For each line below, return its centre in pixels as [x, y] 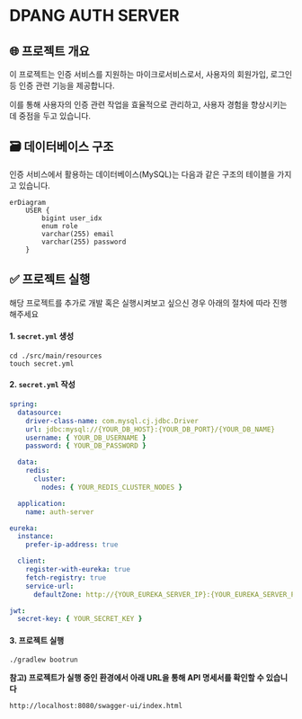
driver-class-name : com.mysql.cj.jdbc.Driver [112, 421]
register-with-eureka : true [78, 570]
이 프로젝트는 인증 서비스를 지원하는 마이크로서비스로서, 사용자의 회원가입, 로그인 [151, 74]
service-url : [50, 586]
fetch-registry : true [66, 577]
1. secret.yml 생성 [42, 336]
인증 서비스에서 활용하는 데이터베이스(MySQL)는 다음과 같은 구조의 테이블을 [142, 174]
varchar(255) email [78, 234]
